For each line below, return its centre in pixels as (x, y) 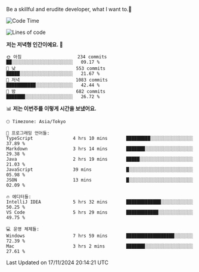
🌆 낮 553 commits (56, 68)
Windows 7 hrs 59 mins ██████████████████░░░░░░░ (100, 236)
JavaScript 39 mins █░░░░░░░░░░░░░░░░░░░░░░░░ (100, 170)
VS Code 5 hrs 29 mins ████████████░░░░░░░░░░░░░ (100, 212)
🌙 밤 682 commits (56, 92)
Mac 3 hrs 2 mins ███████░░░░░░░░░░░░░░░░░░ (100, 246)
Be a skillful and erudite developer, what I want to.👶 (69, 9)
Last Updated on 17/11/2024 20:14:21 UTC (57, 262)
